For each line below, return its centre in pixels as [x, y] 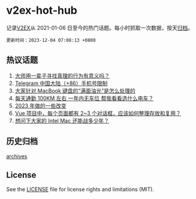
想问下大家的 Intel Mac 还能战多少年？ [62, 120]
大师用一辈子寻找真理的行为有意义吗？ [62, 76]
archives [17, 156]
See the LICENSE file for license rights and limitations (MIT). [80, 189]
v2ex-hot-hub [42, 10]
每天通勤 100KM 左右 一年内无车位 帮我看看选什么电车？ [84, 98]
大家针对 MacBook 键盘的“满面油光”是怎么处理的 [75, 91]
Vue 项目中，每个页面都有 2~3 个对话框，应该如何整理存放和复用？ [98, 113]
